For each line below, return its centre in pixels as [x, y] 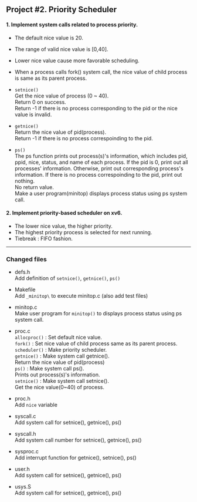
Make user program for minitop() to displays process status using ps [98, 314]
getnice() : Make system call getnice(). [62, 356]
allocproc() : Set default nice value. [58, 338]
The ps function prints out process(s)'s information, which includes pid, [101, 156]
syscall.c [25, 416]
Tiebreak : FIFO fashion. [44, 238]
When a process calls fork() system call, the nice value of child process [101, 72]
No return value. [34, 187]
